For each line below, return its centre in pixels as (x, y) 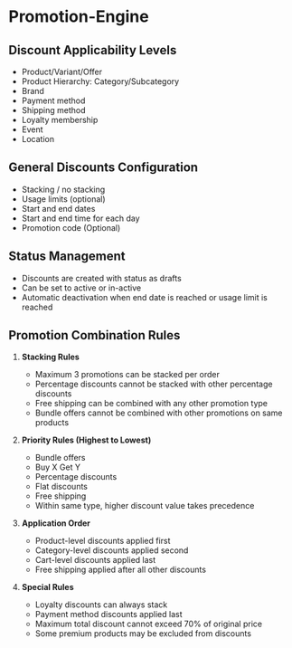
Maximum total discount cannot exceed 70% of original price (149, 624)
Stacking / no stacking (63, 189)
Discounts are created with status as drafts (101, 278)
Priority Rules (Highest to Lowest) (86, 440)
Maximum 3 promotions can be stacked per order (127, 375)
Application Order (56, 523)
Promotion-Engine (79, 17)
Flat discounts (61, 487)
